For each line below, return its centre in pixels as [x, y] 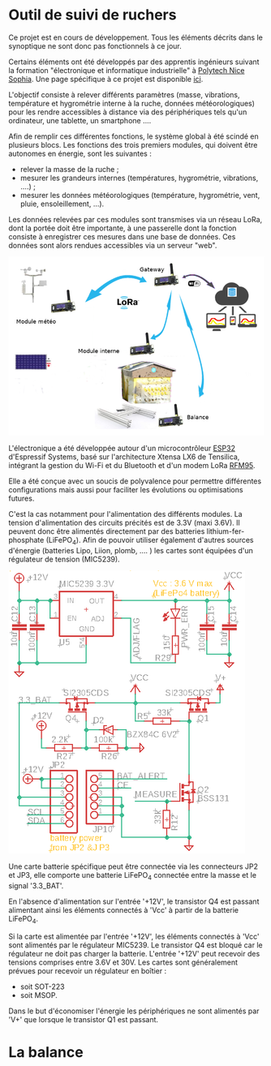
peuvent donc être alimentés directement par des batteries [107, 531]
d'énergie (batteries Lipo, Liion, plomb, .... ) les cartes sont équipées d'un [131, 550]
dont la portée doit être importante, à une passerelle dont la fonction [123, 228]
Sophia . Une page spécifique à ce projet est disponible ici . [106, 79]
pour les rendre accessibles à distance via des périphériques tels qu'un [128, 112]
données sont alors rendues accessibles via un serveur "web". [113, 245]
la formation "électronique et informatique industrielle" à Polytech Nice [127, 70]
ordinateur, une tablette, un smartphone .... [80, 120]
